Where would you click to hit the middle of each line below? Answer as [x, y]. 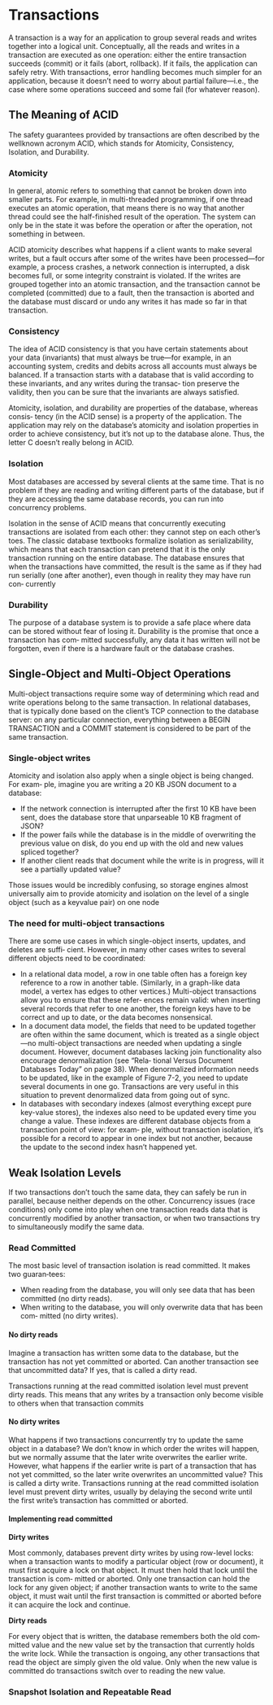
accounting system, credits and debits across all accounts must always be [133, 366]
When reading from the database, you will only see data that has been [138, 1290]
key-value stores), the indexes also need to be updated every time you [138, 1113]
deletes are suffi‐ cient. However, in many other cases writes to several [127, 950]
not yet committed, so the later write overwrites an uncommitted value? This [136, 1474]
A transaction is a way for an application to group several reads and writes [133, 37]
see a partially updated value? [70, 869]
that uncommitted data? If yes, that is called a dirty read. [103, 1370]
